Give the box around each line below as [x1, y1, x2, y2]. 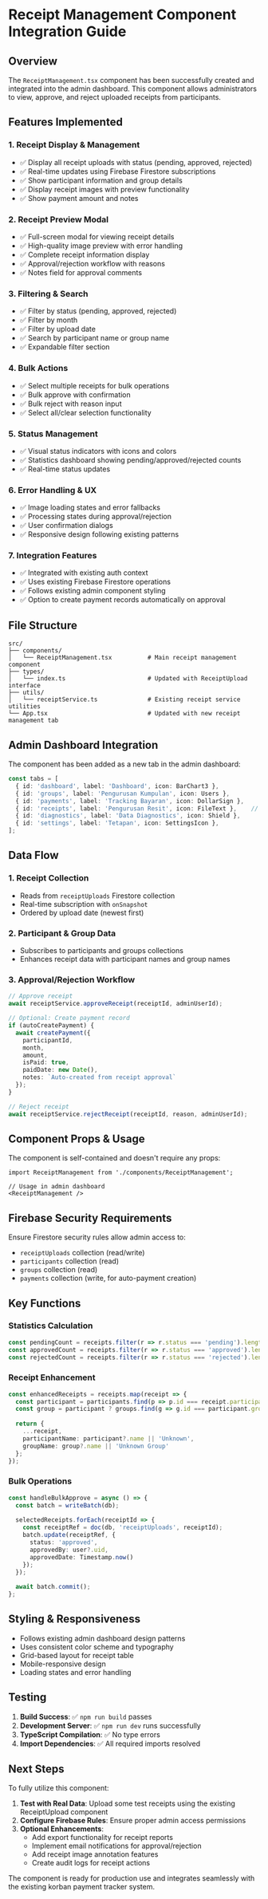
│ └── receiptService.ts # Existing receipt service [8, 695, 241, 703]
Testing [8, 1691, 47, 1704]
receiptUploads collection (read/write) [19, 1248, 145, 1258]
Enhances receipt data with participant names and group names [19, 955, 231, 964]
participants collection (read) [19, 1256, 120, 1266]
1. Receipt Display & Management [8, 140, 140, 151]
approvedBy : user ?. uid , [29, 1546, 109, 1554]
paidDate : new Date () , [22, 1066, 98, 1074]
